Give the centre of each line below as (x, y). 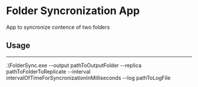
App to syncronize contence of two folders (58, 27)
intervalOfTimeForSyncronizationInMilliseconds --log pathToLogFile (88, 78)
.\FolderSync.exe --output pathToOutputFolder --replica (74, 65)
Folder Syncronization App (73, 11)
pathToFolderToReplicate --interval (48, 71)
